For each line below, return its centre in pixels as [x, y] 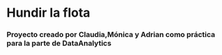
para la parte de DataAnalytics [59, 43]
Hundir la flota [49, 13]
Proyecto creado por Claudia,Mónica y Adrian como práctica [111, 35]
